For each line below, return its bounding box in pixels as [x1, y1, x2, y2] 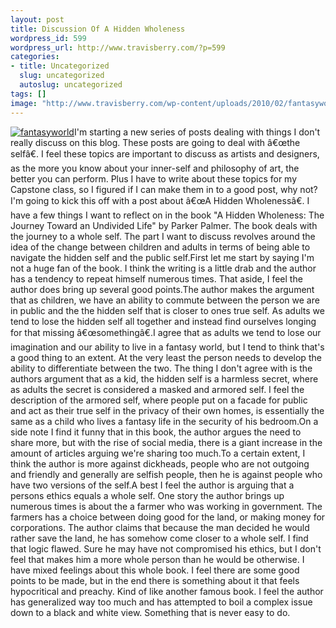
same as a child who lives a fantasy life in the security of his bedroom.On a [10, 415, 319, 427]
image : [10, 98, 38, 108]
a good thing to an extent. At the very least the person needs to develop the [10, 351, 322, 363]
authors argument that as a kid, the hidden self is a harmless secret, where [10, 372, 319, 385]
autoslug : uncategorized [19, 80, 123, 90]
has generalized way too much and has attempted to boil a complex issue [10, 596, 313, 608]
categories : [10, 52, 60, 62]
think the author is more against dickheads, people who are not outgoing [10, 457, 310, 470]
